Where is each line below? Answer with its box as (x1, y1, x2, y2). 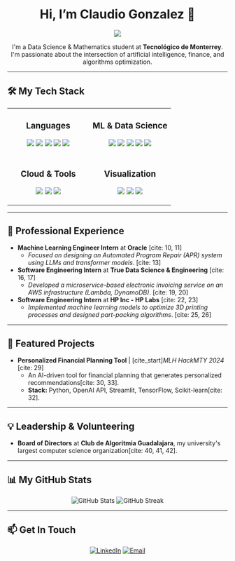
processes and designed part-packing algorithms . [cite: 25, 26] (27, 311, 212, 319)
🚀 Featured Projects (7, 337, 95, 349)
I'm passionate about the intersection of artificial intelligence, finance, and (10, 50, 225, 58)
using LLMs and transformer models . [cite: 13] (27, 259, 162, 267)
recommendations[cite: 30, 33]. (27, 379, 120, 387)
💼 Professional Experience (7, 224, 124, 237)
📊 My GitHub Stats (7, 474, 92, 486)
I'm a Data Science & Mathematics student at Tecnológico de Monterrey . (11, 42, 224, 51)
